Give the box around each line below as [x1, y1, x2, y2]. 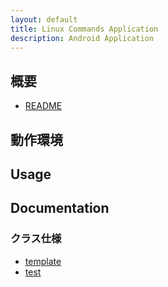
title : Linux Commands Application [10, 24, 159, 34]
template [24, 255, 62, 267]
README [24, 100, 63, 112]
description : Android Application [10, 33, 155, 43]
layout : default [10, 14, 78, 25]
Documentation [10, 200, 110, 217]
